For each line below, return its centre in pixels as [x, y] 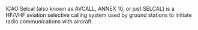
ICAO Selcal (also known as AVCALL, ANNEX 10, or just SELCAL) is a [90, 9]
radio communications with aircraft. [49, 21]
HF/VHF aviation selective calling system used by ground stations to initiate [99, 15]
